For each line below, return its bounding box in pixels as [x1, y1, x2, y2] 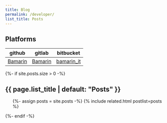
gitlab [34, 50, 49, 57]
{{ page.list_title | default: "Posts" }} [5, 85, 121, 93]
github [9, 50, 26, 57]
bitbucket [57, 50, 81, 57]
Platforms [5, 35, 36, 43]
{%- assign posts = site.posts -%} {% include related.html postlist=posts [12, 98, 162, 104]
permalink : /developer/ [5, 12, 55, 17]
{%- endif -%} [5, 113, 35, 119]
